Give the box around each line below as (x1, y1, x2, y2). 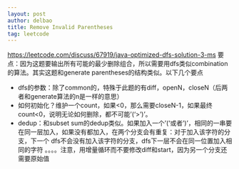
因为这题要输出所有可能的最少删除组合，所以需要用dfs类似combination (19, 60, 228, 68)
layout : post (7, 10, 46, 18)
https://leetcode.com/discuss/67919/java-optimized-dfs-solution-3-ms (7, 50, 216, 59)
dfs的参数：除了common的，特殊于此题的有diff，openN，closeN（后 (17, 83, 222, 92)
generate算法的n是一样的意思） (30, 92, 123, 101)
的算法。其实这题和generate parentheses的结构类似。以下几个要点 (7, 68, 203, 77)
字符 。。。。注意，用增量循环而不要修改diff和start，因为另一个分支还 (30, 146, 228, 154)
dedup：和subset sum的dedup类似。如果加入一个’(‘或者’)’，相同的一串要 (17, 119, 233, 128)
